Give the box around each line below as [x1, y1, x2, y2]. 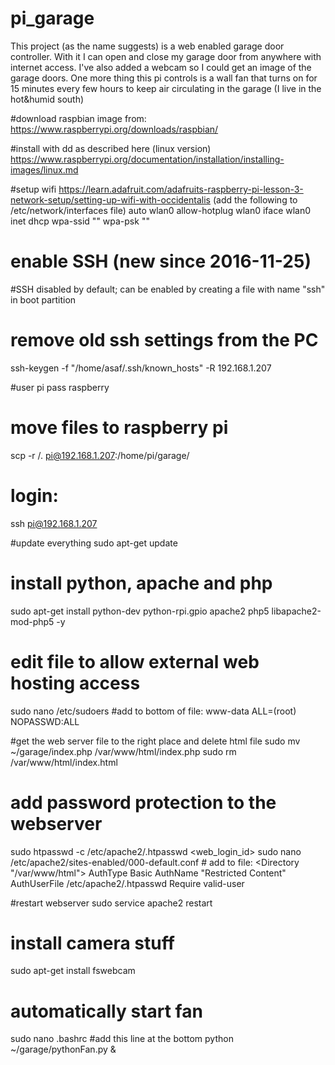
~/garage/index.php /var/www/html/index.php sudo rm [10, 745, 237, 757]
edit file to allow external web [10, 650, 260, 673]
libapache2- [271, 605, 322, 617]
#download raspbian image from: [10, 112, 147, 124]
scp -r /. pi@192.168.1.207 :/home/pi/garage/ [10, 449, 190, 461]
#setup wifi [10, 183, 57, 195]
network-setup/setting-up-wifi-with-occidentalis [10, 193, 211, 206]
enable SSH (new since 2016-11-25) [10, 250, 312, 273]
